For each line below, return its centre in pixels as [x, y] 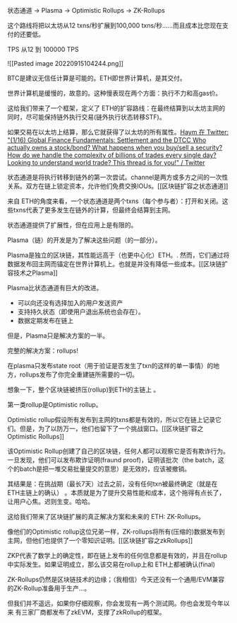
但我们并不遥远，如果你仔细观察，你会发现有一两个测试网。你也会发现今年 [115, 603]
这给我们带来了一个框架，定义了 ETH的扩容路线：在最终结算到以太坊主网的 [116, 108]
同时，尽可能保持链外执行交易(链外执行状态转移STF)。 [86, 117]
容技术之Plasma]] [32, 273]
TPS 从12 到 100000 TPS [43, 49]
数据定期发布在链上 [45, 320]
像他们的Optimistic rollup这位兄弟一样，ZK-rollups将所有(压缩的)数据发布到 [116, 532]
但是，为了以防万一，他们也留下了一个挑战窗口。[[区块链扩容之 [111, 428]
